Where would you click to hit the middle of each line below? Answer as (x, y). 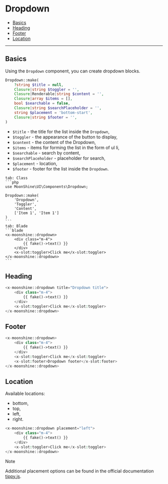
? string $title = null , (39, 85)
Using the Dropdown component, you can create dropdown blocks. (73, 71)
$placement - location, (35, 163)
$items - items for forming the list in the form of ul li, (66, 147)
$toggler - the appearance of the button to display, (65, 137)
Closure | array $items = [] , (43, 99)
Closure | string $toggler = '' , (47, 89)
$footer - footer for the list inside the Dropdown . (60, 168)
